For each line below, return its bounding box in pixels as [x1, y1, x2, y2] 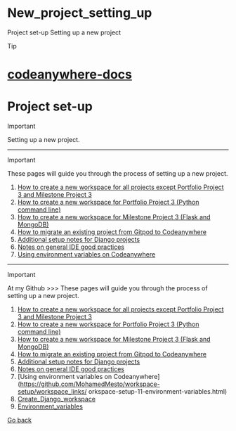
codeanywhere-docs [7, 67, 132, 82]
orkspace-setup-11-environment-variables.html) [88, 387, 228, 396]
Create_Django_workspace [17, 395, 96, 404]
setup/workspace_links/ [17, 387, 87, 396]
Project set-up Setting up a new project [7, 28, 122, 37]
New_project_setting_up [7, 5, 152, 21]
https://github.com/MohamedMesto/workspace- [20, 380, 160, 388]
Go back [7, 416, 32, 425]
